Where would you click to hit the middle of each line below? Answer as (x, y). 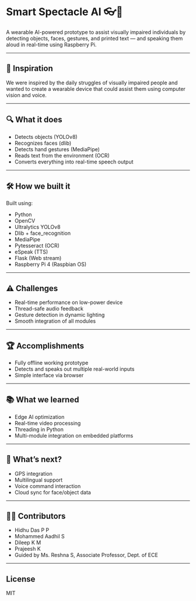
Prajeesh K (27, 549)
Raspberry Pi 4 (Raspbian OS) (50, 264)
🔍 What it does (34, 120)
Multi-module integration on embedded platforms (74, 435)
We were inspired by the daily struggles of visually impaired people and (92, 83)
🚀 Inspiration (30, 69)
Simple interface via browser (49, 375)
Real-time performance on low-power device (69, 302)
